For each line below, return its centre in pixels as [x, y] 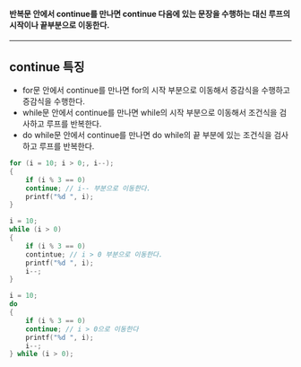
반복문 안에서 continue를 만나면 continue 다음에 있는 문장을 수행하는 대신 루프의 [150, 13]
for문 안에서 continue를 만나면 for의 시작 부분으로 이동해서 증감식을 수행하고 [156, 91]
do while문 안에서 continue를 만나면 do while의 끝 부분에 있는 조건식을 [147, 135]
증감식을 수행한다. [53, 101]
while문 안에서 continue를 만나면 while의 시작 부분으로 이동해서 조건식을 [150, 113]
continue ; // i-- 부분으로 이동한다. [88, 188]
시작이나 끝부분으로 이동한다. [60, 25]
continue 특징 [47, 67]
